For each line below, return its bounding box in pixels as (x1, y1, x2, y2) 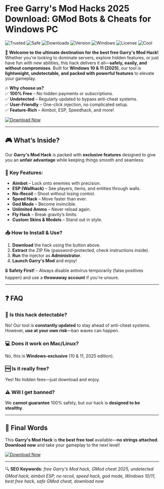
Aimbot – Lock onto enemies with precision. (12, 180, 101, 186)
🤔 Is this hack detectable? (5, 311, 67, 318)
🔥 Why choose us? (5, 85, 44, 91)
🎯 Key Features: (5, 169, 43, 176)
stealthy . (5, 405, 23, 411)
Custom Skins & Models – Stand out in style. (12, 217, 102, 223)
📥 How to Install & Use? (5, 229, 62, 236)
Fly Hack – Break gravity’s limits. (12, 212, 78, 218)
